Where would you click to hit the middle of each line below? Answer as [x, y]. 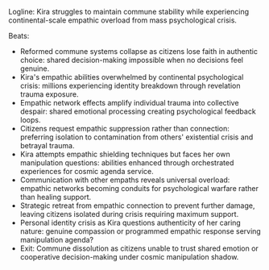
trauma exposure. [49, 94]
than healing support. [56, 197]
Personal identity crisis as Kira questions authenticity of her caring [130, 222]
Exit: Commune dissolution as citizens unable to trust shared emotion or [139, 248]
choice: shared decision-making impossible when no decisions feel [132, 60]
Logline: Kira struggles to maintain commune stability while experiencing [129, 12]
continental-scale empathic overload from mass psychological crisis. [123, 20]
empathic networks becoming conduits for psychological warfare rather [139, 188]
